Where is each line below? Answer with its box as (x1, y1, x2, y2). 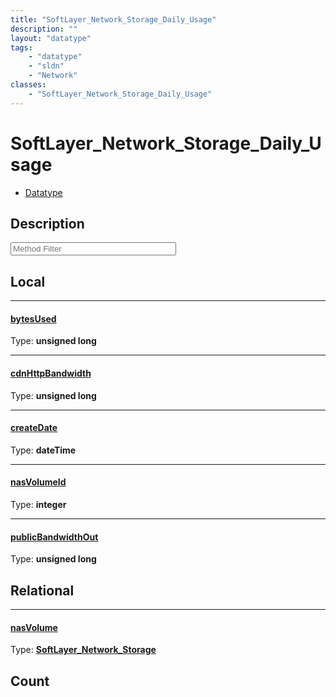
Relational (10, 582, 75, 599)
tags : (10, 42, 33, 53)
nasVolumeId (10, 476, 67, 488)
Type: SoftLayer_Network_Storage (10, 644, 157, 656)
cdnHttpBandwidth (10, 367, 92, 379)
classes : (10, 80, 47, 90)
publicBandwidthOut (10, 531, 99, 543)
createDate (10, 422, 58, 434)
